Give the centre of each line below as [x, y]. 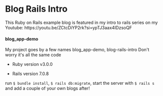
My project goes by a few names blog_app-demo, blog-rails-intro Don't [77, 50]
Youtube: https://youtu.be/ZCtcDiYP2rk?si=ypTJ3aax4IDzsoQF [68, 27]
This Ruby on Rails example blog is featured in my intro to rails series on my [81, 22]
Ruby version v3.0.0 [32, 64]
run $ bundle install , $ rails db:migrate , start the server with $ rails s [80, 83]
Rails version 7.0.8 [30, 74]
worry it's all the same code [33, 55]
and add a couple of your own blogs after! [47, 88]
